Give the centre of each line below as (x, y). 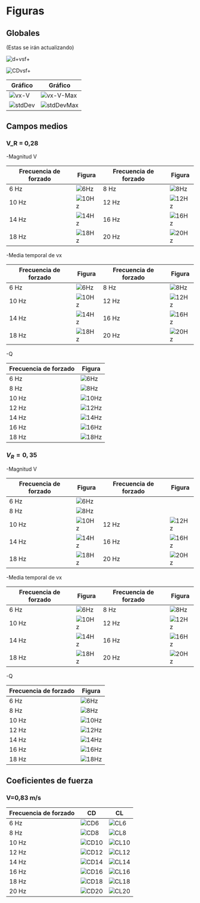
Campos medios (37, 126)
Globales (23, 33)
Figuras (25, 11)
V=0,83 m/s (24, 798)
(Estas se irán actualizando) (40, 47)
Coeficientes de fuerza (50, 781)
